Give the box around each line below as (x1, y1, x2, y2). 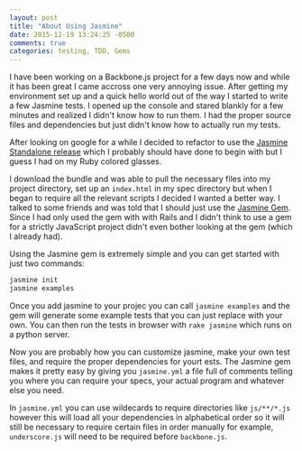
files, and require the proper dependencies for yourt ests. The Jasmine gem (9, 355, 291, 366)
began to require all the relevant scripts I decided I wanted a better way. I (9, 193, 281, 204)
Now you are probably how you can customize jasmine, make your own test (9, 346, 290, 357)
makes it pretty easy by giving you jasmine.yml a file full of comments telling (9, 365, 293, 376)
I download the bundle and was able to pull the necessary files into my (9, 173, 271, 185)
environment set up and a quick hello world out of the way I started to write (9, 91, 288, 102)
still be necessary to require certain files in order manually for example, (9, 421, 274, 432)
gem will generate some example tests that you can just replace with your (9, 309, 283, 320)
